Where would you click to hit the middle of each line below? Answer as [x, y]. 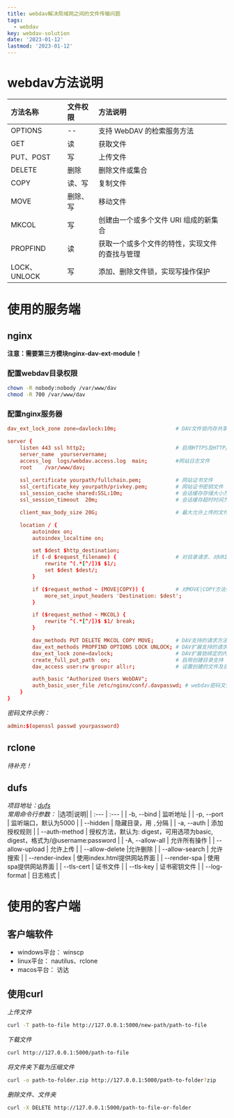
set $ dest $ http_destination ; [76, 551]
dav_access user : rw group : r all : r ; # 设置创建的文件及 [128, 667]
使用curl [25, 994]
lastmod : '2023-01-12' [40, 46]
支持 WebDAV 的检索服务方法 [146, 131]
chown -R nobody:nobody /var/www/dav [62, 389]
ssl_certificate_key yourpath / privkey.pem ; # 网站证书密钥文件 [122, 487]
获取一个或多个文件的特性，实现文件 [158, 243]
